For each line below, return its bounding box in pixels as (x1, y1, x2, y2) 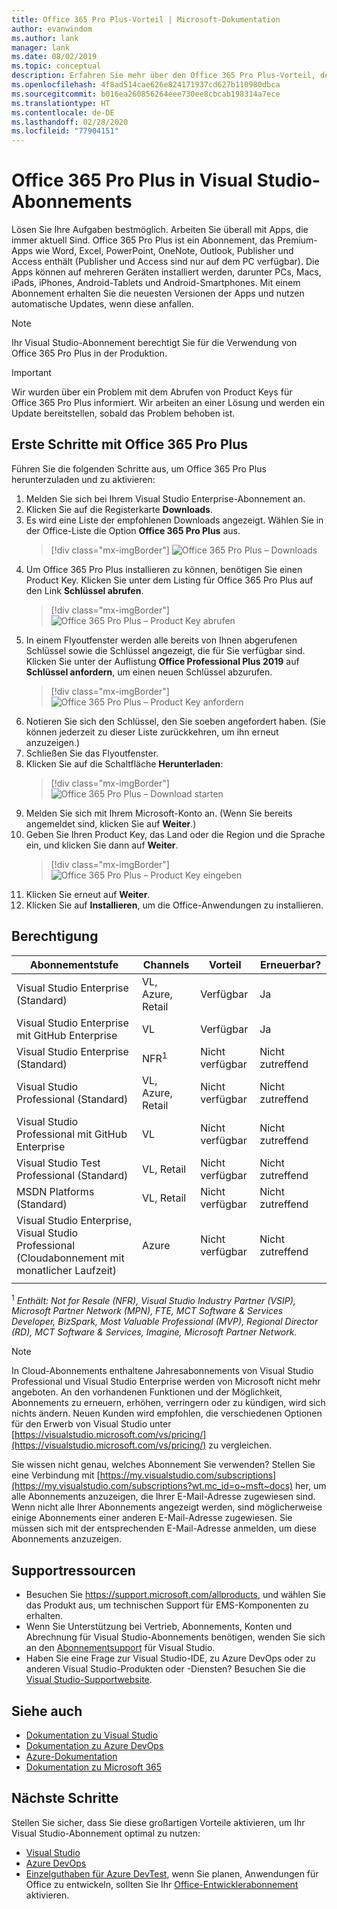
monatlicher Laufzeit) (16, 1263, 117, 1277)
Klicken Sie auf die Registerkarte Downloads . (25, 503, 214, 515)
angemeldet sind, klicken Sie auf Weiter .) (25, 817, 197, 830)
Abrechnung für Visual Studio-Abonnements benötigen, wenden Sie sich (25, 1631, 326, 1643)
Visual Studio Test (16, 1156, 101, 1170)
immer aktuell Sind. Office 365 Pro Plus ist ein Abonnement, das (11, 234, 276, 246)
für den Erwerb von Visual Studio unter (11, 1418, 172, 1430)
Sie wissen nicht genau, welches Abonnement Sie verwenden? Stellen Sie (11, 1459, 316, 1471)
